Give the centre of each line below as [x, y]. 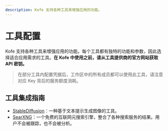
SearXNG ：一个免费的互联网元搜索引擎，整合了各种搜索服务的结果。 [84, 117]
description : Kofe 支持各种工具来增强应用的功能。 [54, 10]
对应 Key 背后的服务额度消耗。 [49, 80]
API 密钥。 [16, 64]
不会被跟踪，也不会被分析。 [46, 123]
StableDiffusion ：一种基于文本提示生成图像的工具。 [66, 111]
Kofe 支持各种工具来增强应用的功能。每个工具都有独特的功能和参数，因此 [81, 51]
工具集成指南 [25, 98]
